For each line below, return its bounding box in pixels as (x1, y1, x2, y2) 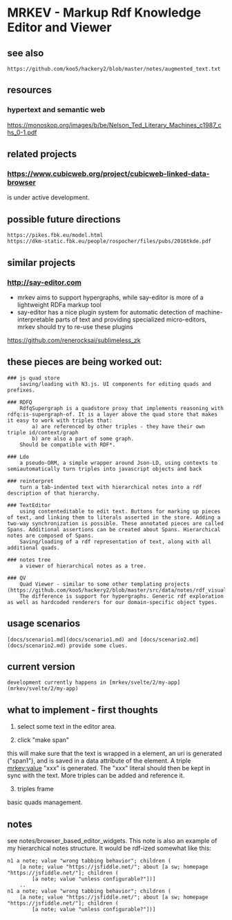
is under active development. (7, 193, 90, 202)
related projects (7, 148, 77, 160)
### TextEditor (7, 502, 51, 508)
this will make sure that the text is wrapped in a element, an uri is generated (7, 750, 222, 758)
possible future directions (7, 213, 121, 225)
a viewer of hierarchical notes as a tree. (19, 563, 147, 569)
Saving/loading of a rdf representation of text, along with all (19, 538, 212, 545)
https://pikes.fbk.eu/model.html (7, 232, 104, 239)
